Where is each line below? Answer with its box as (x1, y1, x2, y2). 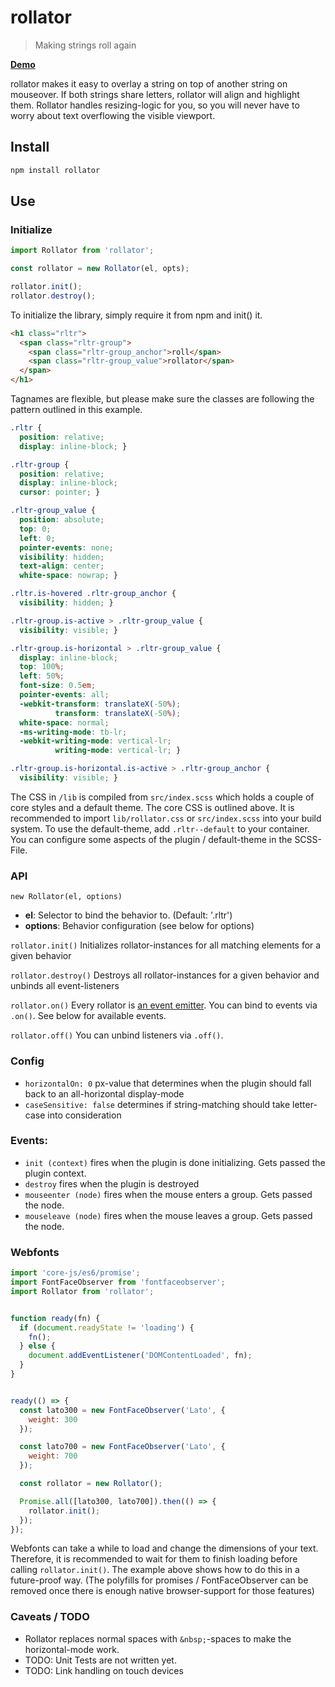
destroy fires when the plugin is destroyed (24, 1177, 200, 1190)
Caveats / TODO (10, 1610, 90, 1624)
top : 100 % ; (19, 662, 65, 672)
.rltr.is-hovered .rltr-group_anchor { (10, 589, 177, 599)
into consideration (47, 1109, 122, 1121)
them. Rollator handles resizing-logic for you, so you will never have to (10, 99, 300, 111)
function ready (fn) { (10, 1313, 101, 1323)
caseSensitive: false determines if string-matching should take (24, 1098, 291, 1110)
